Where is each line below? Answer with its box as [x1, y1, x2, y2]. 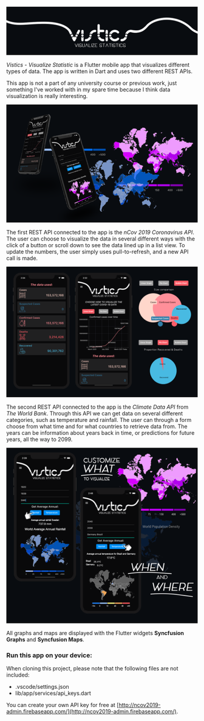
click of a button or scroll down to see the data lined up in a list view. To [6, 242, 185, 249]
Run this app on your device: [6, 651, 92, 659]
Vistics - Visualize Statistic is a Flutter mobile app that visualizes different [6, 61, 190, 68]
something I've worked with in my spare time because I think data [6, 86, 171, 93]
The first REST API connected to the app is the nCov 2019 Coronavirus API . [6, 229, 194, 236]
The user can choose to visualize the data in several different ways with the [6, 235, 195, 242]
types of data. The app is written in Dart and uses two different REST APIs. [6, 68, 193, 75]
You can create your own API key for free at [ [6, 702, 119, 709]
